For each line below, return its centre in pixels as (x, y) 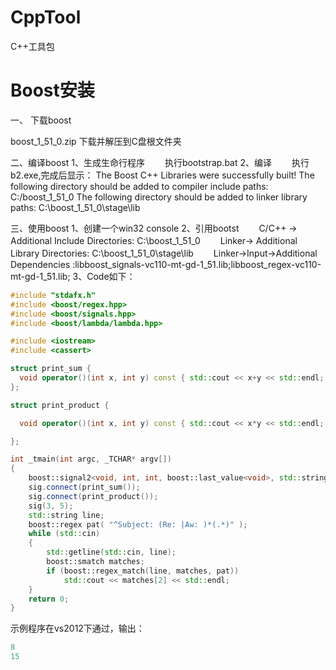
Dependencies (40, 264)
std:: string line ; (66, 515)
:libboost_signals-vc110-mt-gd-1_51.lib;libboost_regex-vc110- (197, 264)
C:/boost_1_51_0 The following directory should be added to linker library (159, 197)
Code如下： (111, 276)
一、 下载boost (41, 120)
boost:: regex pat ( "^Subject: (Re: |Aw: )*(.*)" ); (138, 524)
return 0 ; (49, 599)
